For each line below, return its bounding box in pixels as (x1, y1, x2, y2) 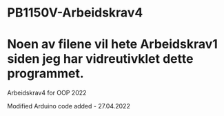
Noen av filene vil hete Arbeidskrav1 (7, 37, 218, 52)
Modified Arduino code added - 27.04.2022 (7, 102, 131, 110)
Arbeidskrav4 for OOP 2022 (7, 88, 87, 97)
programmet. (7, 66, 84, 81)
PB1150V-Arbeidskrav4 (7, 5, 143, 21)
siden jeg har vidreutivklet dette (7, 51, 194, 67)
